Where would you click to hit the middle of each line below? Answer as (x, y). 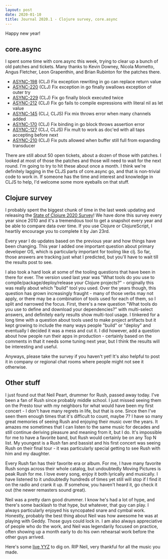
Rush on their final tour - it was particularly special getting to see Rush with (83, 448)
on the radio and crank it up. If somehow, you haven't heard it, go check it (81, 484)
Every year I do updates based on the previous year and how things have (81, 241)
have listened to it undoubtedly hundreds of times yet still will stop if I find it (83, 479)
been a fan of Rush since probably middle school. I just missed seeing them (83, 400)
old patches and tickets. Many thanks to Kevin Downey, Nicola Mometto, (80, 67)
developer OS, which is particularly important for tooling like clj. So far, (78, 252)
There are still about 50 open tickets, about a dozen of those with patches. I (83, 156)
